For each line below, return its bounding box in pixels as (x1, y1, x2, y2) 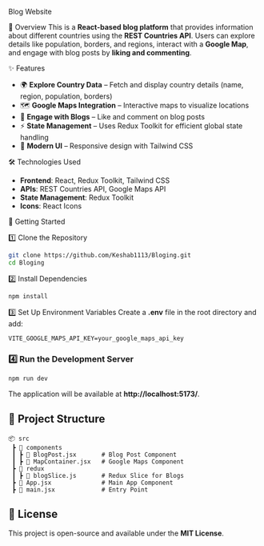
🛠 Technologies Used (8, 157, 82, 167)
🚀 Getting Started (8, 216, 66, 226)
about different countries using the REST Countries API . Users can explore (8, 31, 255, 40)
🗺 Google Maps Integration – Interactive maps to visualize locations (19, 100, 250, 110)
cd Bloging (8, 258, 45, 267)
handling (19, 132, 50, 142)
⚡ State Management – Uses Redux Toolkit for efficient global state (19, 121, 243, 131)
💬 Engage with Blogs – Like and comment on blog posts (19, 112, 206, 121)
